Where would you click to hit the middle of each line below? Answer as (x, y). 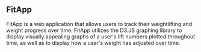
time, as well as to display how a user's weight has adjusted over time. (93, 43)
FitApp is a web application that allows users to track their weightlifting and (99, 24)
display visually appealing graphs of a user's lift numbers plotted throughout (101, 36)
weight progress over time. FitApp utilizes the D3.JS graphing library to (94, 30)
